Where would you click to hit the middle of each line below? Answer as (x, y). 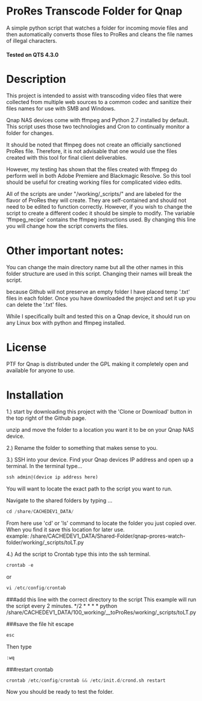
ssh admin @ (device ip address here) (52, 477)
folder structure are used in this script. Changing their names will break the (99, 274)
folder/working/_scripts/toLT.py (45, 543)
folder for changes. (30, 133)
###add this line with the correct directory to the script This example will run (101, 599)
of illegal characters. (32, 41)
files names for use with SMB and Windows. (61, 109)
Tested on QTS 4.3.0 (33, 54)
